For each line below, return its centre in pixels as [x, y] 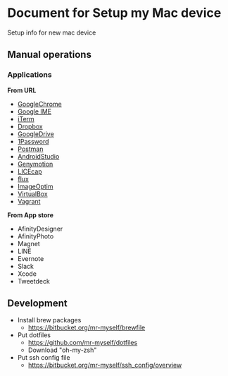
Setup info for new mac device [52, 32]
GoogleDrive [36, 134]
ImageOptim [35, 186]
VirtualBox [32, 194]
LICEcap [30, 171]
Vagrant [29, 201]
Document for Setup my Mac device [114, 13]
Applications [30, 75]
